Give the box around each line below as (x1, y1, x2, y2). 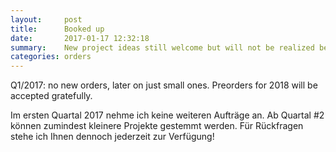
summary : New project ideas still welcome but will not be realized (10, 42, 315, 53)
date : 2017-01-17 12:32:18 (10, 33, 150, 43)
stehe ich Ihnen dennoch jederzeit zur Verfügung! (10, 131, 215, 143)
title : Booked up (10, 24, 105, 34)
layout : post (10, 14, 83, 25)
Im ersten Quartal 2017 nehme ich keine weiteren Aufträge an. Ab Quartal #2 (10, 109, 325, 121)
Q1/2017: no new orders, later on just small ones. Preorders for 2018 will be (10, 79, 318, 91)
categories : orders (10, 52, 92, 62)
